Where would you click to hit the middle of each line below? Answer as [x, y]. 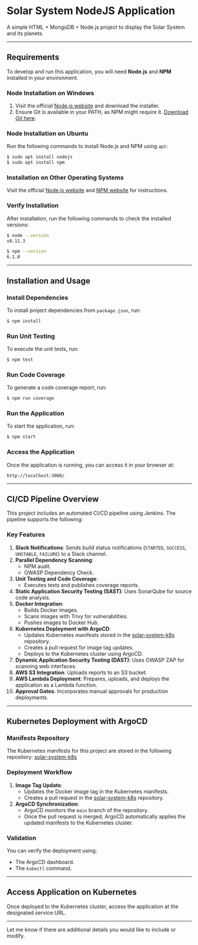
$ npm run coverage [31, 398]
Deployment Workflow [39, 772]
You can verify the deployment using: [52, 850]
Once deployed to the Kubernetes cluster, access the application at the [93, 906]
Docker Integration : [39, 604]
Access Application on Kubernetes [72, 892]
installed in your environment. [43, 78]
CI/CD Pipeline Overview [53, 499]
